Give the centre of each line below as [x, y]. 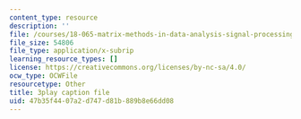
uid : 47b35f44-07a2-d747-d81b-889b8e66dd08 [92, 101]
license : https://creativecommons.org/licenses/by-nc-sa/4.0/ [128, 68]
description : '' [39, 26]
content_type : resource [54, 17]
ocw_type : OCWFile [43, 76]
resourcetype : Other [48, 84]
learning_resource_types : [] [64, 59]
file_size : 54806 [42, 42]
